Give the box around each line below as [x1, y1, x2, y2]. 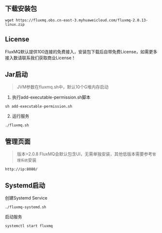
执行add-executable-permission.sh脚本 [12, 94, 91, 100]
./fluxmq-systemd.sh [5, 205, 47, 210]
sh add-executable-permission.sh [5, 104, 73, 109]
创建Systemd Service [5, 195, 47, 201]
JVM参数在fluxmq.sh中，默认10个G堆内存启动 [16, 84, 109, 90]
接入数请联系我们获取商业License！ [5, 55, 76, 61]
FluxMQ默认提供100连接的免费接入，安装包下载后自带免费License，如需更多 [5, 49, 158, 54]
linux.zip [5, 22, 25, 27]
